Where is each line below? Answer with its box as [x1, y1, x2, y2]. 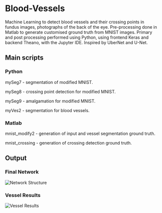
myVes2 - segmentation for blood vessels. [5, 107, 90, 113]
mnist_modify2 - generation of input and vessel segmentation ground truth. [5, 131, 156, 136]
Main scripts [5, 54, 44, 62]
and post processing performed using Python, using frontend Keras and [5, 34, 149, 40]
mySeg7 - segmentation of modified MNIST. [5, 79, 93, 85]
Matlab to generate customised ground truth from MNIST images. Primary [5, 29, 153, 35]
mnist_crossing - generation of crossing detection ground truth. [5, 140, 132, 146]
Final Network [5, 168, 39, 175]
